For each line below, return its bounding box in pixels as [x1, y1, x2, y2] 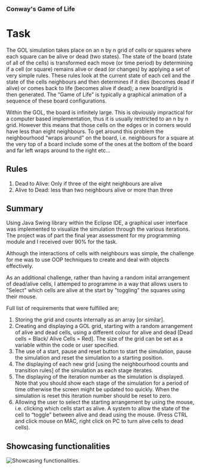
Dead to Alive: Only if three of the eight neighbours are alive [14, 180, 162, 187]
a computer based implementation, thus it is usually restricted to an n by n [6, 115, 189, 122]
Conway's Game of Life [6, 5, 76, 13]
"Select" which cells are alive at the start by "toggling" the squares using [6, 287, 185, 294]
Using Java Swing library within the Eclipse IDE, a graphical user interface [6, 219, 188, 227]
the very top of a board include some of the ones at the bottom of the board [6, 140, 193, 147]
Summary [6, 203, 44, 214]
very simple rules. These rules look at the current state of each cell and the [6, 72, 191, 79]
